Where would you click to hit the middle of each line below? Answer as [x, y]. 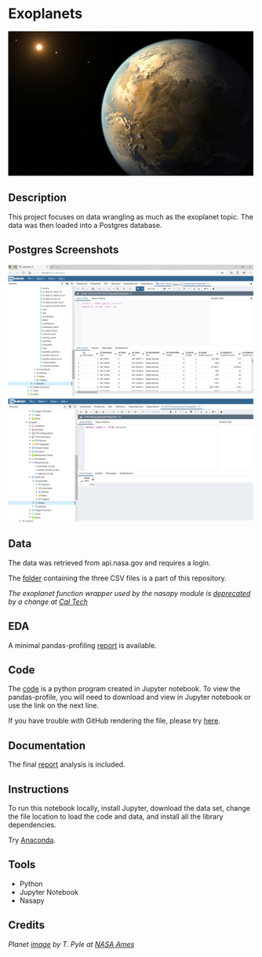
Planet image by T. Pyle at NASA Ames [71, 944]
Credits [27, 925]
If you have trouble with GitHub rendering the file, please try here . [115, 721]
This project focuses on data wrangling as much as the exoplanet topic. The [131, 216]
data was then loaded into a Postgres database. [85, 225]
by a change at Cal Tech [48, 602]
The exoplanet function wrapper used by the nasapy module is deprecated [129, 593]
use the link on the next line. [54, 705]
